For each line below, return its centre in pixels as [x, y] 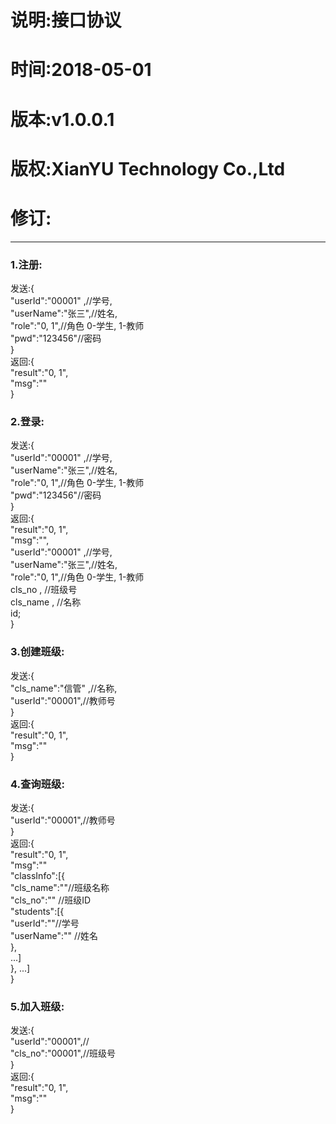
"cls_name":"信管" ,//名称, [64, 688]
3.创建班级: [37, 652]
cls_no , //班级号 [44, 590]
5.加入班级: [37, 1006]
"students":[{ [37, 911]
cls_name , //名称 [46, 602]
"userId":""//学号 [45, 923]
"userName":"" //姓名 [54, 935]
